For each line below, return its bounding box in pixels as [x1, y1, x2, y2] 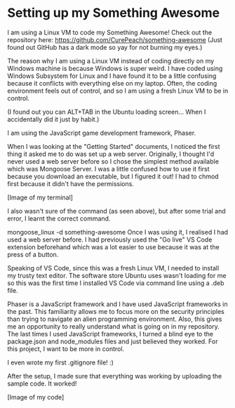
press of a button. [7, 250, 59, 258]
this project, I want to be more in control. [7, 344, 125, 353]
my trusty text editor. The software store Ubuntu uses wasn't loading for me [7, 271, 227, 279]
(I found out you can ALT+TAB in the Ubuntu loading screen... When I [7, 107, 206, 116]
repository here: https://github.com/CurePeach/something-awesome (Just [7, 35, 223, 44]
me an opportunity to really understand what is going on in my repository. [7, 322, 220, 331]
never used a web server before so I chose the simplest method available [7, 157, 220, 166]
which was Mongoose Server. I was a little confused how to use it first [7, 164, 210, 173]
